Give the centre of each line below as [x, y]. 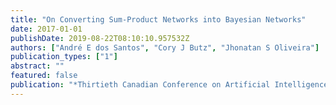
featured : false [44, 76]
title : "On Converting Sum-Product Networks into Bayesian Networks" [158, 19]
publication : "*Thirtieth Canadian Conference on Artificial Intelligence [169, 85]
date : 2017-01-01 [46, 29]
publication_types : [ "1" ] [64, 57]
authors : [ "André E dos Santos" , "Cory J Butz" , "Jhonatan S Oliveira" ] [165, 47]
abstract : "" [37, 66]
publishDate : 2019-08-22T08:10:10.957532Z [100, 38]
